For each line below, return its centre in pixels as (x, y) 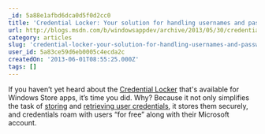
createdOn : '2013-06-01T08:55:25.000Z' (74, 60)
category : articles (40, 37)
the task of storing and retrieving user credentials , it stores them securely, (128, 106)
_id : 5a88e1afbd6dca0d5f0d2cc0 (60, 15)
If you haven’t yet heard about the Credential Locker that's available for (123, 89)
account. (22, 122)
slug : (17, 45)
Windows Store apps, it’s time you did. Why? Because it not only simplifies (129, 97)
